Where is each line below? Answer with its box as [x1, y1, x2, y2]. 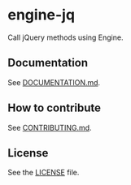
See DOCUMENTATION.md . [7, 77, 101, 87]
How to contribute [7, 101, 102, 115]
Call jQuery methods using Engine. [7, 32, 124, 42]
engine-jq [7, 6, 75, 24]
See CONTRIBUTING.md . [7, 123, 92, 132]
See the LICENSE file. [7, 168, 80, 178]
